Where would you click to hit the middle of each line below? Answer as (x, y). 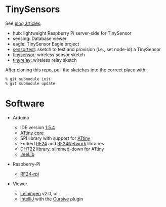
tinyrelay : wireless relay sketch (45, 60)
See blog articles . (24, 23)
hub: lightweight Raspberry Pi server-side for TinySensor (72, 33)
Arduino (21, 117)
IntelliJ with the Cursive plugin (52, 199)
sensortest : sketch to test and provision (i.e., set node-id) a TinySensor (87, 49)
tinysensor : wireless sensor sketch (49, 55)
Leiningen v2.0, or (39, 193)
